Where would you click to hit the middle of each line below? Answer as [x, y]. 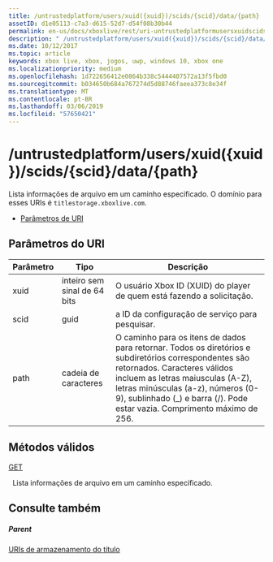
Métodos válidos [52, 447]
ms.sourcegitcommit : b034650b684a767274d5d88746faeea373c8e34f [118, 84]
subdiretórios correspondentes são [182, 357]
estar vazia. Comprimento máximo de [186, 409]
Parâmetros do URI [57, 244]
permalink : [27, 31]
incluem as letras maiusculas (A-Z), [183, 378]
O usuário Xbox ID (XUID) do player [183, 285]
